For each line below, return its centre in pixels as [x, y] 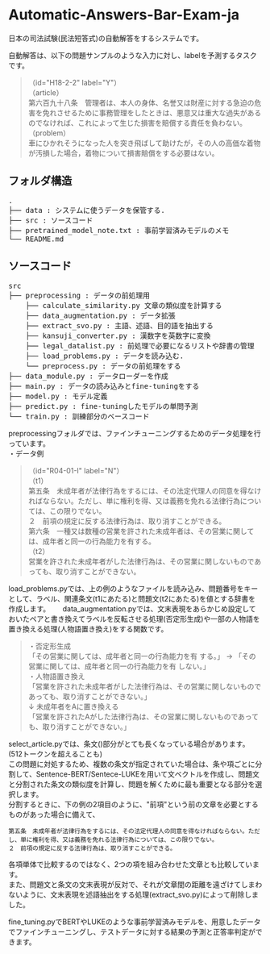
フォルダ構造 [40, 181]
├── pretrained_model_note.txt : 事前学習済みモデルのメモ [119, 230]
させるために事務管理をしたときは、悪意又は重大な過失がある [159, 112]
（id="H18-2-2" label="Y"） [74, 82]
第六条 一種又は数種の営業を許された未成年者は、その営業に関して [141, 531]
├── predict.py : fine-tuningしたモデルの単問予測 [104, 406]
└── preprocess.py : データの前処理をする [103, 366]
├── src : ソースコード [51, 220]
